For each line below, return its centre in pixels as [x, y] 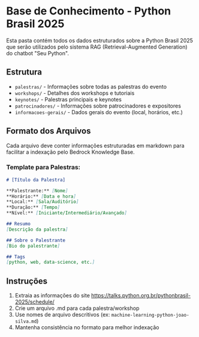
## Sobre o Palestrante [36, 240]
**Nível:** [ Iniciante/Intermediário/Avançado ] [67, 213]
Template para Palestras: [43, 168]
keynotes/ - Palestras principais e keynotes [68, 99]
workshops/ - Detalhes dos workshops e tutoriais [75, 93]
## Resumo [19, 224]
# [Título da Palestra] [36, 180]
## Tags [16, 257]
